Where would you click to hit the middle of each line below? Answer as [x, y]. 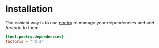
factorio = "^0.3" [25, 41]
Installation [29, 9]
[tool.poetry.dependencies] [35, 37]
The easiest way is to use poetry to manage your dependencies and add [80, 23]
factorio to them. [23, 27]
